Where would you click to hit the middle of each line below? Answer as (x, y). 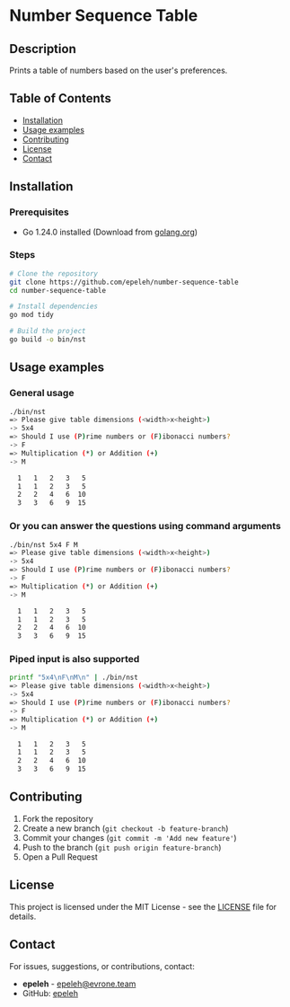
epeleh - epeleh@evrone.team (79, 984)
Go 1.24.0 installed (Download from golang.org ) (110, 232)
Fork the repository (58, 818)
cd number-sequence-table (57, 290)
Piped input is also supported (75, 659)
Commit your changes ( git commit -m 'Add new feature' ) (129, 837)
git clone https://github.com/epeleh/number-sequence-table (124, 282)
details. (23, 916)
